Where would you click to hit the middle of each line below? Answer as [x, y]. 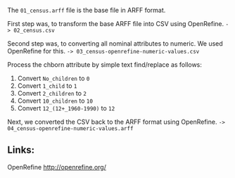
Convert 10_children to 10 [55, 101]
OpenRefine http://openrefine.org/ [57, 167]
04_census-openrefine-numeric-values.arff [70, 129]
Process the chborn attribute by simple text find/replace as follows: [105, 65]
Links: [21, 150]
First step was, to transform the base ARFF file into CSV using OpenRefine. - [118, 24]
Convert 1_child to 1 [47, 86]
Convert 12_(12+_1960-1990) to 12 [66, 108]
